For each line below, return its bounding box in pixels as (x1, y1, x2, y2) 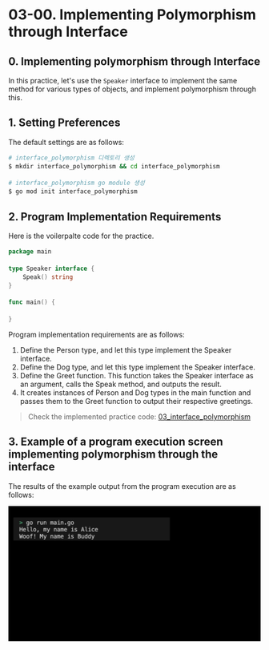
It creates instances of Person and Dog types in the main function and (19, 387, 251, 398)
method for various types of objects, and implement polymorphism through (8, 84, 256, 94)
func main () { (8, 298, 56, 306)
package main (8, 248, 52, 256)
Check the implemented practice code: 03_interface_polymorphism (27, 411, 251, 422)
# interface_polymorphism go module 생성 (8, 179, 146, 188)
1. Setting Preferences (8, 116, 121, 130)
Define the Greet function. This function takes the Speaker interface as (19, 370, 254, 380)
